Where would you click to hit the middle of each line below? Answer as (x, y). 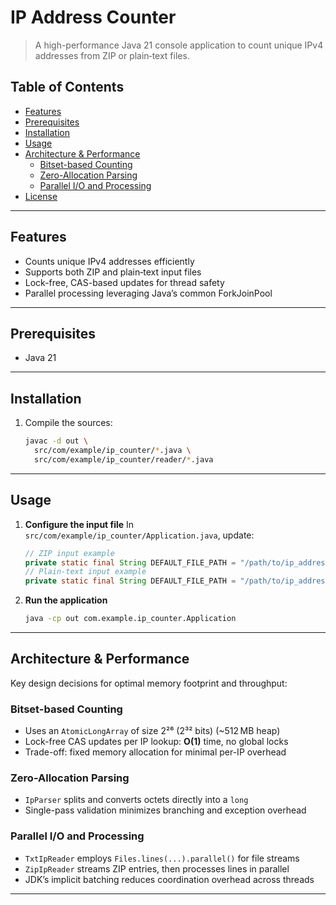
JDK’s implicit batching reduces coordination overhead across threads (169, 879)
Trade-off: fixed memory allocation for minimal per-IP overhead (155, 752)
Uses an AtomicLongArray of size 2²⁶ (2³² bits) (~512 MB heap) (152, 731)
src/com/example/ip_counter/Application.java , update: (139, 535)
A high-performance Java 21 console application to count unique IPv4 (179, 45)
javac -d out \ (56, 441)
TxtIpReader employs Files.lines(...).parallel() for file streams (162, 858)
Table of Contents (67, 87)
